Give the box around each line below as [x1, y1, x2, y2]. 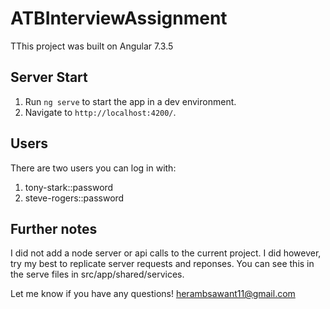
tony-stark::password [24, 181, 114, 193]
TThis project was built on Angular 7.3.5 [10, 40, 174, 52]
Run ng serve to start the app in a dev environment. [24, 95, 237, 107]
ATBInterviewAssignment [10, 7, 228, 30]
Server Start [10, 69, 88, 86]
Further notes [10, 220, 98, 237]
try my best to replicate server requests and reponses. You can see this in [10, 258, 315, 270]
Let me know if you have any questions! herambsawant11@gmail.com [10, 288, 296, 300]
